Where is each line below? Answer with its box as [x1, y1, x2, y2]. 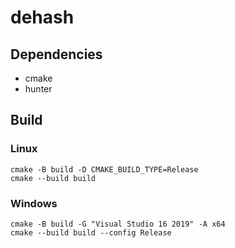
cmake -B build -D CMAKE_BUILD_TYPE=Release [10, 164, 199, 175]
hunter [24, 83, 53, 95]
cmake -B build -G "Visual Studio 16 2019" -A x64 [10, 219, 226, 229]
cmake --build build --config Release [10, 227, 172, 238]
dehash [10, 6, 75, 29]
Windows [10, 196, 58, 210]
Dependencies [10, 46, 103, 63]
